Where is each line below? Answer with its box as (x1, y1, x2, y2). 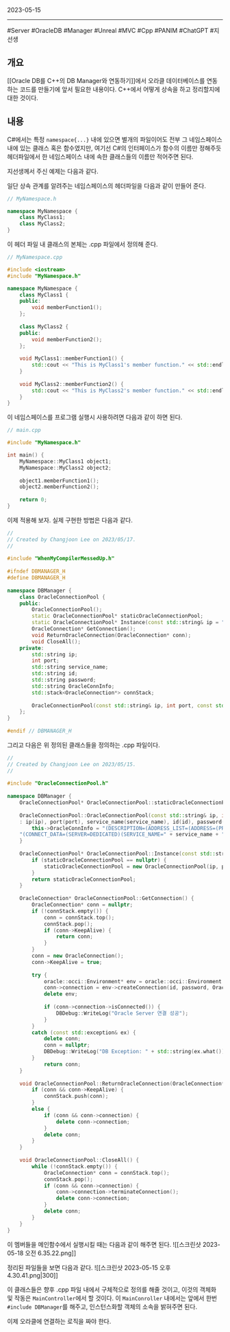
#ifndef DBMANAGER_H (7, 568, 66, 575)
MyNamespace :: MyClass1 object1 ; (19, 458, 112, 465)
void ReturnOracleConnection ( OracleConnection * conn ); (31, 632, 192, 639)
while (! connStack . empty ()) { (31, 1163, 118, 1170)
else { (31, 1105, 51, 1112)
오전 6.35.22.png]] (25, 1249, 77, 1257)
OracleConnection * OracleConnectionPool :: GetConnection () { (19, 895, 194, 902)
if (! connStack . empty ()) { (31, 908, 109, 915)
